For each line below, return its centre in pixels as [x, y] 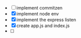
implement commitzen [39, 8]
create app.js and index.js [43, 25]
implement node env [38, 14]
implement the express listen [46, 20]
